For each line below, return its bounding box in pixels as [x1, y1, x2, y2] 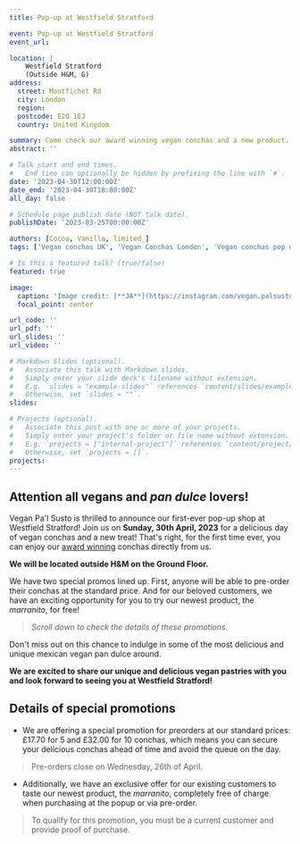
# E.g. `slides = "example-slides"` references [9, 381, 198, 391]
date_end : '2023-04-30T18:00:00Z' [9, 185, 138, 195]
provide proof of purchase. [30, 823, 131, 835]
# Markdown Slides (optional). [9, 356, 126, 366]
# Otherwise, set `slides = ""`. [9, 390, 142, 399]
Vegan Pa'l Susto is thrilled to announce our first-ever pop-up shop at [9, 513, 266, 523]
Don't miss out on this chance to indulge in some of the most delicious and [9, 639, 284, 650]
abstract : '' [9, 145, 58, 154]
